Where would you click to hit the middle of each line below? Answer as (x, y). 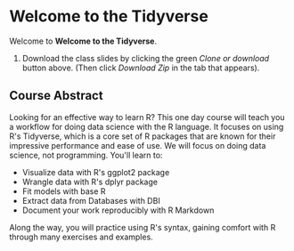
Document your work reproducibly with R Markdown (118, 210)
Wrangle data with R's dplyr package (90, 182)
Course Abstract (57, 96)
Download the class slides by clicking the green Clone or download (146, 58)
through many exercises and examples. (81, 237)
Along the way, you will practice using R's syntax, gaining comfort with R (143, 227)
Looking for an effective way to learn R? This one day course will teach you (147, 117)
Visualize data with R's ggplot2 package (96, 172)
